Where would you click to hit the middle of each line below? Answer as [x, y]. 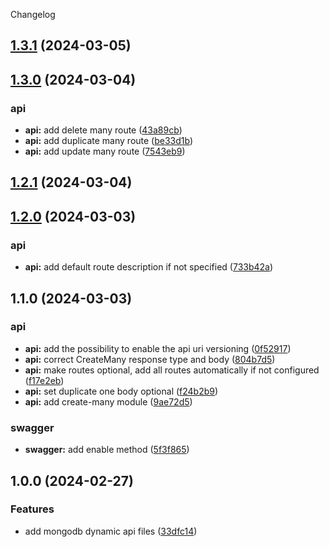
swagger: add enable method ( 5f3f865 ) [107, 450]
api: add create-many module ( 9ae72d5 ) [108, 401]
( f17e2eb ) [44, 380]
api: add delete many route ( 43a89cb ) [103, 130]
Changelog [33, 14]
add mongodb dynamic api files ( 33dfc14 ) [111, 531]
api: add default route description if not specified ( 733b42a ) [149, 267]
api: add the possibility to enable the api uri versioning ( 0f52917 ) [158, 348]
